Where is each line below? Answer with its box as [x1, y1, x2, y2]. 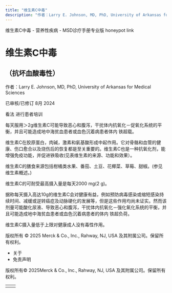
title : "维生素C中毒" [5, 7, 48, 13]
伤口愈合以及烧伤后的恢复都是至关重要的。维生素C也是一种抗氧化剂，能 [14, 145, 166, 152]
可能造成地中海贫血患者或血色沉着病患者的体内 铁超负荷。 [9, 210, 132, 216]
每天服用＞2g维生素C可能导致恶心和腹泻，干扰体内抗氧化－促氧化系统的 [5, 122, 158, 128]
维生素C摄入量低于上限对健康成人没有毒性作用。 [5, 222, 107, 228]
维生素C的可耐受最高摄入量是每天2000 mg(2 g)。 [5, 180, 110, 187]
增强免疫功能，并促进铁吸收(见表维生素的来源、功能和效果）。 [5, 152, 135, 158]
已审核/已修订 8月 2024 [5, 100, 55, 106]
